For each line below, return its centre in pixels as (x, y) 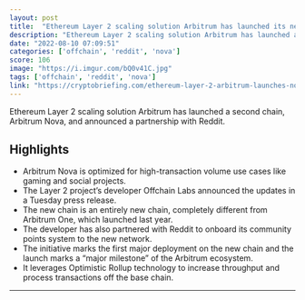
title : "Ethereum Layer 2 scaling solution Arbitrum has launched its (148, 26)
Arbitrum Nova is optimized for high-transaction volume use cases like (154, 171)
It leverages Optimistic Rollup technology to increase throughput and (151, 268)
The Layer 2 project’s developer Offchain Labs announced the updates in (159, 191)
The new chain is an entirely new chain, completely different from (145, 210)
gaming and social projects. (74, 181)
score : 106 (30, 60)
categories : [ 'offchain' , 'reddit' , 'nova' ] (95, 52)
